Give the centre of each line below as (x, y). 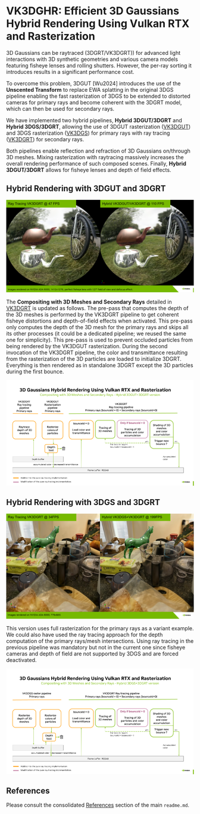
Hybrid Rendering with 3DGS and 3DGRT (83, 502)
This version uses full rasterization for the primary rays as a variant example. (100, 629)
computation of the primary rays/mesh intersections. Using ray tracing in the (100, 641)
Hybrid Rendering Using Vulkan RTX (98, 24)
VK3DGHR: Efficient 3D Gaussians (93, 11)
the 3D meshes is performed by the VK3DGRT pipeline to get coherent (93, 315)
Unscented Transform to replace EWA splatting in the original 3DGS (90, 89)
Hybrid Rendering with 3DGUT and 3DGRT (86, 189)
